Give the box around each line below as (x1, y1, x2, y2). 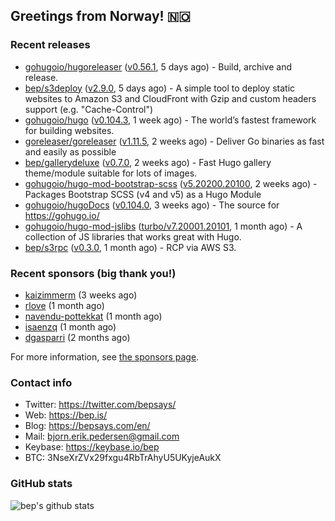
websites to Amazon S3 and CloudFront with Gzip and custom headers (24, 92, 317, 104)
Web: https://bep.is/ (24, 409, 108, 421)
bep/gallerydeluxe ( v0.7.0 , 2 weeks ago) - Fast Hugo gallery (24, 156, 272, 168)
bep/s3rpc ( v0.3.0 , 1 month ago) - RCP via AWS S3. (24, 241, 237, 253)
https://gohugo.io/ (24, 209, 100, 221)
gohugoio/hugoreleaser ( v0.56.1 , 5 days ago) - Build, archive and (24, 60, 293, 73)
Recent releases (10, 38, 91, 52)
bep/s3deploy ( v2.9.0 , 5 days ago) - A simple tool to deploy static (24, 82, 296, 94)
